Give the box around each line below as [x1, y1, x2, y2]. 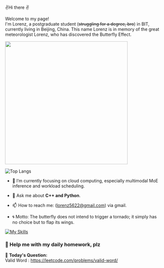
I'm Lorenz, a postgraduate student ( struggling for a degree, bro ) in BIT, [5, 21, 150, 27]
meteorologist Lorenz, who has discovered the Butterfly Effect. [5, 31, 132, 37]
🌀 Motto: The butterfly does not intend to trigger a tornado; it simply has [12, 214, 157, 219]
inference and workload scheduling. [12, 183, 85, 189]
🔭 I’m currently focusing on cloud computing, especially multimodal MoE [12, 178, 158, 183]
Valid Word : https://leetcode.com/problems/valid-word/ [5, 258, 118, 264]
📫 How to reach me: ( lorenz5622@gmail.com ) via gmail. [12, 203, 127, 208]
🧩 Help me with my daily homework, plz [5, 241, 100, 248]
